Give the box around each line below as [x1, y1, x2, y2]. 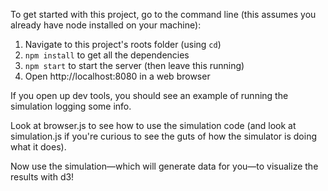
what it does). [10, 141, 67, 153]
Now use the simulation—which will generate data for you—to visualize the [10, 160, 319, 172]
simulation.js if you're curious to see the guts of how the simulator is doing [10, 130, 318, 142]
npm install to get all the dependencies [24, 49, 190, 61]
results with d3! [10, 171, 75, 183]
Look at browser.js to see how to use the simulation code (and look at [10, 120, 297, 131]
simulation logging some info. [10, 100, 132, 112]
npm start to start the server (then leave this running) [24, 60, 245, 71]
